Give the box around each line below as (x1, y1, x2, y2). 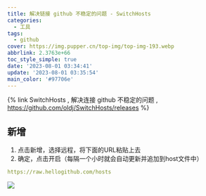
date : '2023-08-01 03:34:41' (7, 63, 93, 70)
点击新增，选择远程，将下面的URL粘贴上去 (17, 145, 141, 155)
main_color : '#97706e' (7, 75, 74, 83)
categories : (7, 17, 42, 24)
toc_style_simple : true (7, 56, 77, 63)
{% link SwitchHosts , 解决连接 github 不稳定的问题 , (7, 96, 158, 104)
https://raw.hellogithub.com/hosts (7, 169, 112, 176)
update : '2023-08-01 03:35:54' (7, 69, 99, 76)
